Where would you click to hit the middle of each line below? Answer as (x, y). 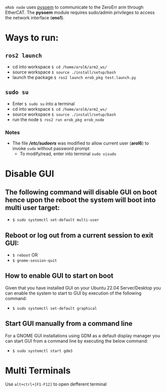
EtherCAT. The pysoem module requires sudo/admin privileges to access (80, 12)
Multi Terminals (38, 370)
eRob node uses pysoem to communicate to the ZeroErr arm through (74, 7)
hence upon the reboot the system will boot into (81, 200)
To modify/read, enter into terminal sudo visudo (68, 154)
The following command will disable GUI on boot (81, 192)
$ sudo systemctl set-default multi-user (55, 220)
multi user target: (32, 207)
